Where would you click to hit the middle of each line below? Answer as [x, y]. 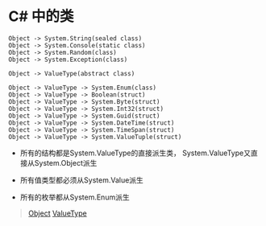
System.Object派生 [66, 162]
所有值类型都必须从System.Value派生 [81, 180]
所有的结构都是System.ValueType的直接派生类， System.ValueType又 [135, 153]
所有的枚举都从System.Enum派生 [75, 197]
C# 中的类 [41, 16]
